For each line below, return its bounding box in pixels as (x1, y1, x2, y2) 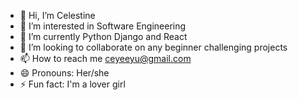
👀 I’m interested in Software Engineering (19, 20, 187, 32)
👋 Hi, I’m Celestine (19, 10, 96, 21)
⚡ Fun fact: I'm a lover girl (19, 78, 126, 90)
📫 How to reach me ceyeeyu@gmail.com (19, 53, 192, 64)
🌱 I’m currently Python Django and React (19, 31, 188, 42)
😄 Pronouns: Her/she (19, 67, 110, 79)
